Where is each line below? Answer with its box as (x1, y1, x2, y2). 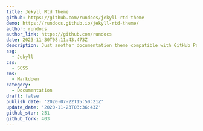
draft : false (6, 93, 39, 99)
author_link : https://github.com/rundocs (6, 31, 112, 37)
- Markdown (11, 76, 39, 82)
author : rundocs (6, 25, 47, 32)
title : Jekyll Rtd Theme (6, 8, 69, 15)
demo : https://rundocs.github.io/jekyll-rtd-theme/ (6, 20, 139, 26)
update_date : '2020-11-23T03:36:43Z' (6, 104, 101, 110)
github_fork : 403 (6, 115, 50, 121)
